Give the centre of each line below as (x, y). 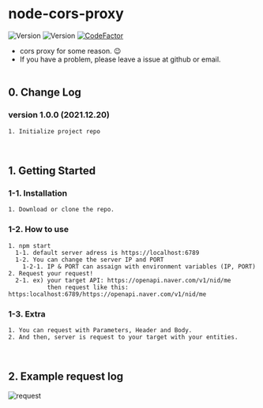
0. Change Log (45, 93)
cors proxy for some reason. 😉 (70, 51)
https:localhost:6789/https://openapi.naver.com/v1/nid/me (107, 294)
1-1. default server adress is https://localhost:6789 (107, 253)
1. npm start (30, 245)
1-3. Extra (27, 314)
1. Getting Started (52, 171)
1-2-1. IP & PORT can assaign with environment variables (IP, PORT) (139, 266)
